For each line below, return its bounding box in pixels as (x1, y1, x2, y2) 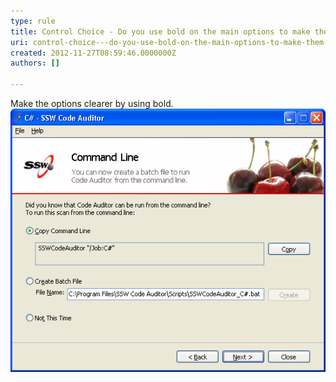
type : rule (10, 16, 56, 26)
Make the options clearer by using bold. (10, 98, 174, 109)
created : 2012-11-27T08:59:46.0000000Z (10, 48, 177, 58)
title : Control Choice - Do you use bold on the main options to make (10, 26, 311, 37)
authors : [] (10, 58, 60, 69)
